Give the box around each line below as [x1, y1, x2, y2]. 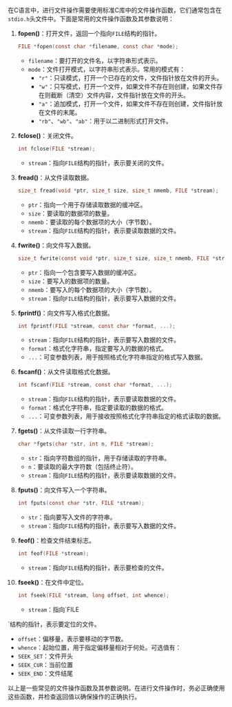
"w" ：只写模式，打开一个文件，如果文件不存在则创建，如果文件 [38, 82, 217, 90]
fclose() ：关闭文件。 [17, 131, 78, 139]
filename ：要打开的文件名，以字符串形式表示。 [28, 56, 162, 64]
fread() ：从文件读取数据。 [17, 173, 93, 182]
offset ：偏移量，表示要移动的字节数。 [17, 635, 127, 643]
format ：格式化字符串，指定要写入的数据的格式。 [28, 345, 168, 353]
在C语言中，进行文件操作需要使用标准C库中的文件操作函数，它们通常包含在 [8, 6, 222, 14]
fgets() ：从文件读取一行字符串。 [17, 427, 111, 435]
